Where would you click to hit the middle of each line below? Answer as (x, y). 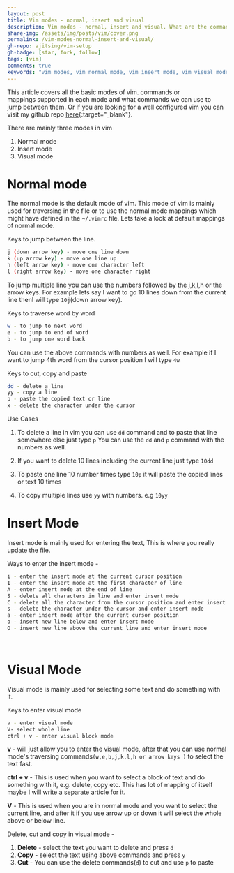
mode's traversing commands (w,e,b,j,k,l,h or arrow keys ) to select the (115, 756)
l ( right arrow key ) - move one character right (79, 272)
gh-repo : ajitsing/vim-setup (49, 46)
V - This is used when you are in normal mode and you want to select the (112, 806)
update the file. (29, 550)
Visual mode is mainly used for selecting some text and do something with (114, 689)
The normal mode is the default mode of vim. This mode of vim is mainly (111, 204)
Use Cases (23, 419)
